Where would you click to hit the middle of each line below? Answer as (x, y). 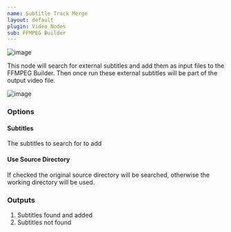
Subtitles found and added (55, 215)
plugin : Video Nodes (37, 26)
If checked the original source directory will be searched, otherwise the (109, 175)
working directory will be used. (51, 182)
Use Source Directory (39, 159)
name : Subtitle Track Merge (48, 13)
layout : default (30, 20)
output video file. (31, 81)
